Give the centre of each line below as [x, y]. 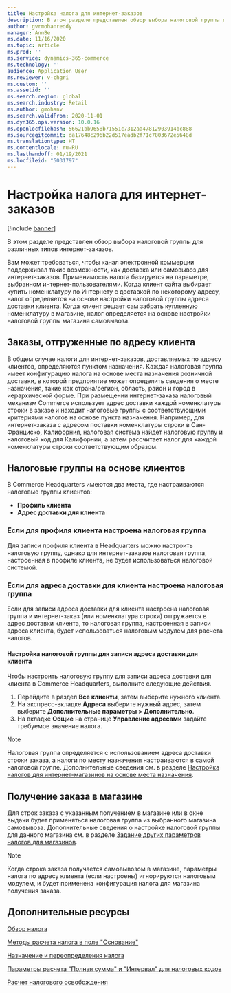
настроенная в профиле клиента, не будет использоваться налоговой [110, 560]
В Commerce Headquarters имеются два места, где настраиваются [106, 485]
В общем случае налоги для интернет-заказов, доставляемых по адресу [114, 359]
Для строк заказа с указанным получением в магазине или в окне [105, 813]
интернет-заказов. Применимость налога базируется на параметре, [108, 276]
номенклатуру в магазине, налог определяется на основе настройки [109, 313]
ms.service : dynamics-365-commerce [58, 58]
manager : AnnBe [29, 33]
